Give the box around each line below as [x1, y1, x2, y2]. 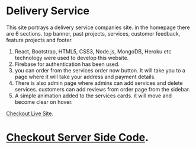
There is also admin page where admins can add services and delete [14, 79, 183, 87]
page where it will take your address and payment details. [14, 73, 156, 80]
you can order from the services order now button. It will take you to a [14, 66, 185, 74]
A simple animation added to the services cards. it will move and [14, 92, 172, 99]
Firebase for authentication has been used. [14, 61, 120, 68]
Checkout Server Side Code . [6, 131, 149, 144]
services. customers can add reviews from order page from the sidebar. [14, 85, 191, 93]
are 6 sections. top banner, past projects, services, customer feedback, [6, 30, 181, 37]
